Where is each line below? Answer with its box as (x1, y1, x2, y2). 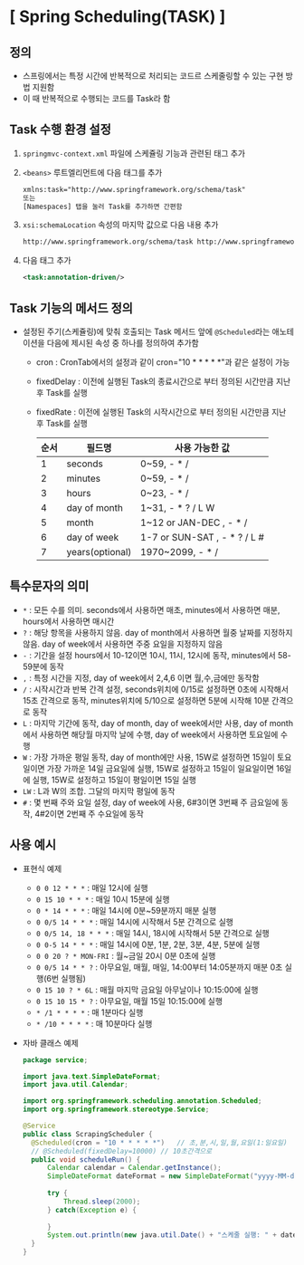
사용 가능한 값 (175, 442, 231, 454)
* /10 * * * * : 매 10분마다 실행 (35, 1018, 153, 1029)
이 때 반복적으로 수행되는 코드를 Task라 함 (22, 93, 171, 103)
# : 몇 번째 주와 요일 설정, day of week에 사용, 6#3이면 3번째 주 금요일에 (22, 797, 280, 808)
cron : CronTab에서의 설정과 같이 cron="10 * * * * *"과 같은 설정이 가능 (35, 357, 290, 368)
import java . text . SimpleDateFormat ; (22, 1071, 161, 1081)
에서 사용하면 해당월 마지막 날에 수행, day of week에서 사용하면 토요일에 (22, 729, 279, 740)
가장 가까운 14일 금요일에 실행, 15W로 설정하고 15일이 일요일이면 (46, 762, 274, 773)
